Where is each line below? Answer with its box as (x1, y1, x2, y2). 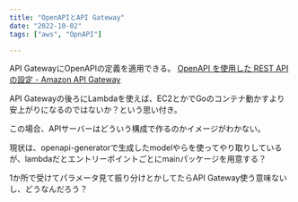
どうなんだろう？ (24, 184, 88, 195)
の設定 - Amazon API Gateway (9, 74, 121, 85)
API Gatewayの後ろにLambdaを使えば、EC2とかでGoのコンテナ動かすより (9, 93, 285, 104)
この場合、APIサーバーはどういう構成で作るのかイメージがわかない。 (9, 123, 266, 134)
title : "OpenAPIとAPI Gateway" (9, 13, 126, 22)
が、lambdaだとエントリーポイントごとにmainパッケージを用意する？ (9, 154, 267, 164)
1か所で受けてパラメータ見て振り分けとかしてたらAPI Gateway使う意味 (9, 173, 272, 183)
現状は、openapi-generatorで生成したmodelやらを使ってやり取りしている (9, 142, 283, 153)
